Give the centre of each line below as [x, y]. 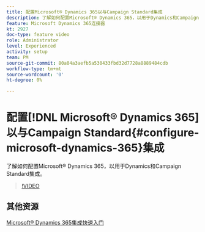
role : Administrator [33, 40]
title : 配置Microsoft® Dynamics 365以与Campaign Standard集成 [84, 12]
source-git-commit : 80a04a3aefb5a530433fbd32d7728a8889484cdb [87, 63]
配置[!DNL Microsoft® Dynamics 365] [103, 118]
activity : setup [27, 52]
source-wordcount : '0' [35, 74]
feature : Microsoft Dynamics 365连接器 [56, 23]
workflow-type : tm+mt [34, 69]
